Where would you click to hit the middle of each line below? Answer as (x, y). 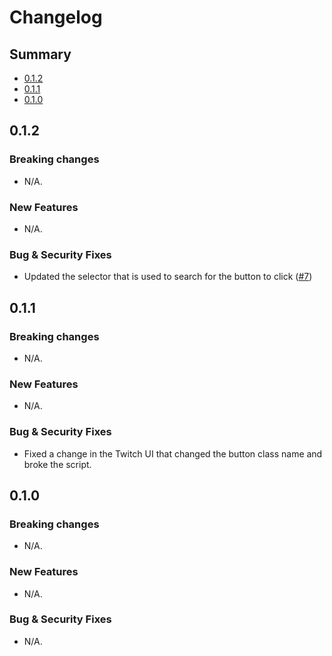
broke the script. (57, 464)
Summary (40, 54)
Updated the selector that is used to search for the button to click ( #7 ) (168, 277)
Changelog (56, 17)
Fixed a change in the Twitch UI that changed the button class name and (173, 453)
